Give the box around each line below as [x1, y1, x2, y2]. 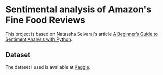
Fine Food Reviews [5, 14, 86, 26]
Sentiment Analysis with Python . [5, 36, 73, 42]
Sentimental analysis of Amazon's [5, 4, 152, 15]
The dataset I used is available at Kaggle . [5, 64, 91, 70]
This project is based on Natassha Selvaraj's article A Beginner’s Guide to [5, 31, 158, 37]
